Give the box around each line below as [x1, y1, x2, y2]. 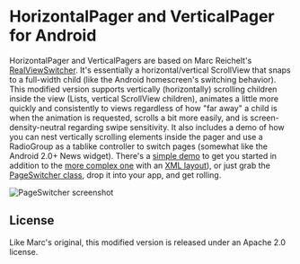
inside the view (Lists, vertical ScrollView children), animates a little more [9, 92, 279, 104]
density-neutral [9, 121, 66, 132]
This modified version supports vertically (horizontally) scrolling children [9, 84, 278, 94]
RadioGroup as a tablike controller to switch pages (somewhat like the [9, 141, 268, 152]
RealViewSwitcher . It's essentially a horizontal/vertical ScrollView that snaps [9, 65, 292, 75]
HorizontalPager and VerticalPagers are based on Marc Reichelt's [9, 55, 252, 66]
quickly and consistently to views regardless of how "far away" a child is [9, 102, 278, 113]
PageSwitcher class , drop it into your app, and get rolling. [9, 169, 222, 180]
